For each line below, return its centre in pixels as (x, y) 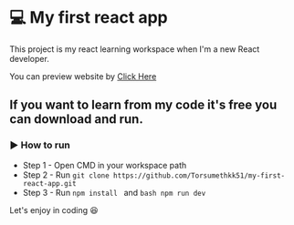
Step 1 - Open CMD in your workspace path (105, 165)
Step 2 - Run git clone (66, 175)
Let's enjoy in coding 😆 (54, 210)
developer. (30, 58)
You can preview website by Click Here (83, 76)
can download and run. (76, 119)
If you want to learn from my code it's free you (143, 105)
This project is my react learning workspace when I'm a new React (135, 49)
